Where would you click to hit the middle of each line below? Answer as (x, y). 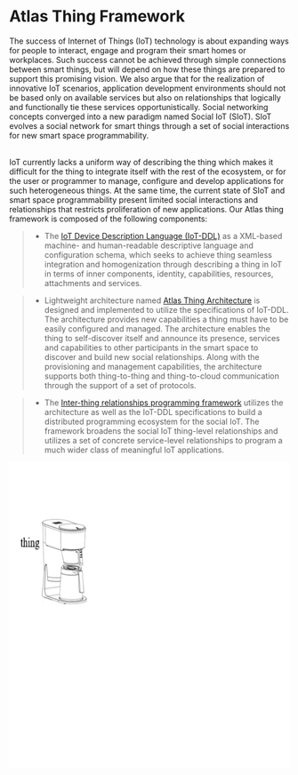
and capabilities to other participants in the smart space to (151, 348)
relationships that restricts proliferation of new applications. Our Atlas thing (147, 209)
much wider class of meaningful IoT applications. (134, 450)
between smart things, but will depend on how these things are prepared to (147, 69)
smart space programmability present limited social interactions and (134, 200)
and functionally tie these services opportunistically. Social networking (139, 107)
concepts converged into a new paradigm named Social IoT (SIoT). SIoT (141, 116)
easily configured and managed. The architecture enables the (157, 328)
